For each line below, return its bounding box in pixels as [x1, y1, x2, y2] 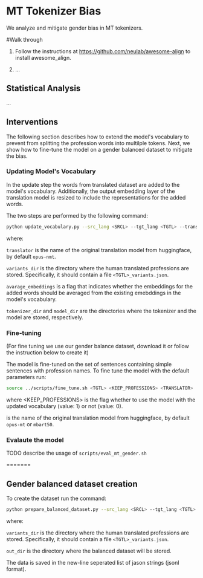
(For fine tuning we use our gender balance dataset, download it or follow [6, 343, 189, 350]
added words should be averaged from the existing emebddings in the [6, 289, 181, 296]
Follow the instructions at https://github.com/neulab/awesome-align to [14, 47, 191, 55]
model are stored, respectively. [6, 313, 83, 321]
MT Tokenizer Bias [6, 4, 101, 18]
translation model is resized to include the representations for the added [6, 193, 186, 201]
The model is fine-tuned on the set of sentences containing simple [6, 361, 172, 368]
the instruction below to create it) [6, 349, 89, 356]
